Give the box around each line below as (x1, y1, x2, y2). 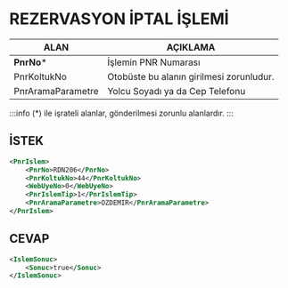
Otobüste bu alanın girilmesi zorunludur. (106, 70, 275, 83)
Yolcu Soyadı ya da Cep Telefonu (106, 84, 246, 97)
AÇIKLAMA (166, 41, 216, 53)
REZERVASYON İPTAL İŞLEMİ (9, 9, 229, 29)
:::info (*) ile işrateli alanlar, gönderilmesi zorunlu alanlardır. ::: (9, 108, 234, 118)
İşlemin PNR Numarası (106, 56, 201, 68)
